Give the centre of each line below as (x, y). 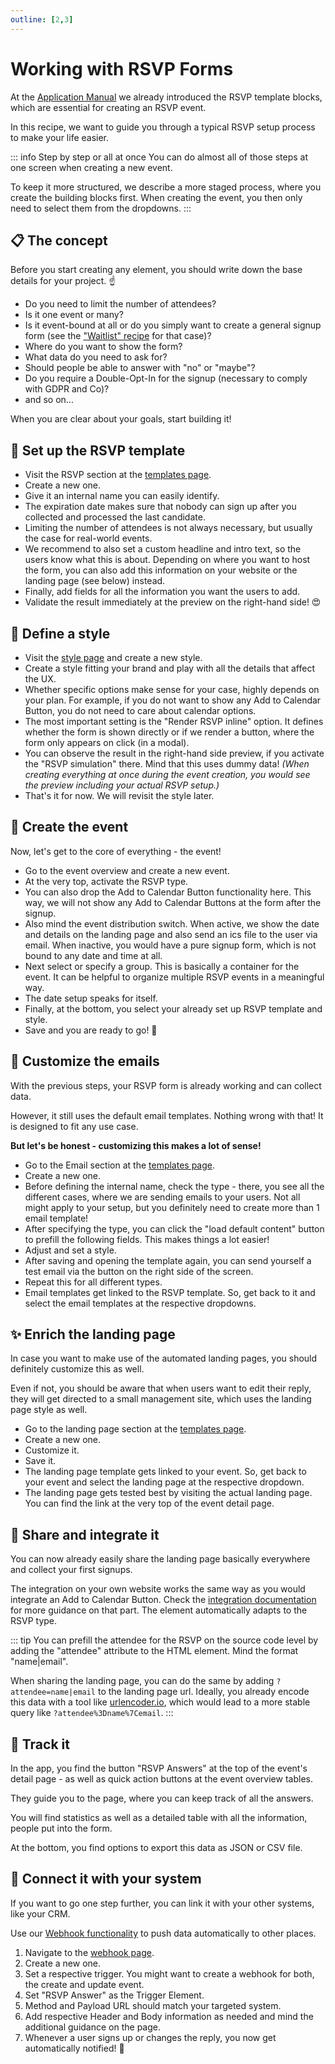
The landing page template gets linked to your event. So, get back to (165, 1472)
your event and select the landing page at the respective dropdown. (164, 1482)
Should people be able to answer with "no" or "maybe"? (140, 368)
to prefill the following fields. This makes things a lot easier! (147, 1239)
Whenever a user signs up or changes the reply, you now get (150, 2037)
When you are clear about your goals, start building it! (121, 419)
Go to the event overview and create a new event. (127, 870)
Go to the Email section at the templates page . (120, 1165)
